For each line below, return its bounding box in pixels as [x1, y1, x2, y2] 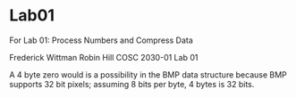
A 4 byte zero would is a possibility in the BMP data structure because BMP [9, 69, 288, 80]
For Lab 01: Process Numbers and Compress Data [9, 35, 194, 45]
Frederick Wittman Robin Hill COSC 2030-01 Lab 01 [9, 52, 199, 62]
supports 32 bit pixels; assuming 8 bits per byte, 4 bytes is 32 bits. [9, 78, 255, 89]
